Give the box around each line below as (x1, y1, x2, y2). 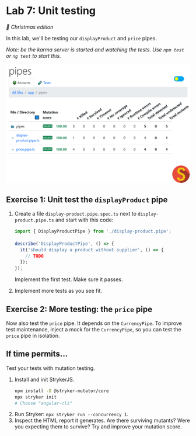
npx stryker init (14, 394, 57, 400)
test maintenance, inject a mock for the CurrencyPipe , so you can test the (6, 326, 182, 333)
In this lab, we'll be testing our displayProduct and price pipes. (6, 34, 157, 41)
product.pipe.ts (14, 217, 54, 223)
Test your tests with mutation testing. (6, 364, 95, 372)
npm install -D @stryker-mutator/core (14, 387, 109, 394)
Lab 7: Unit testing (6, 4, 96, 18)
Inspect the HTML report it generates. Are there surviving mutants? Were (14, 417, 190, 424)
